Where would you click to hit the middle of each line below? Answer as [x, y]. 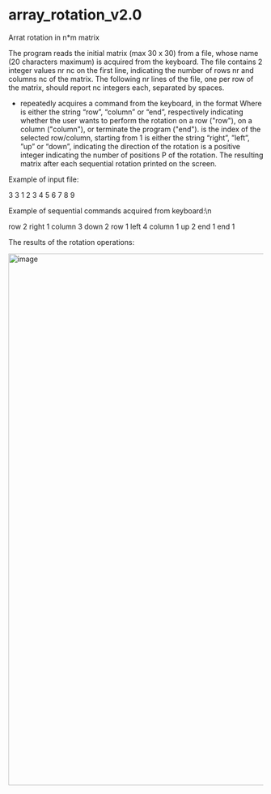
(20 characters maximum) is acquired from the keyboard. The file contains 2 [135, 62]
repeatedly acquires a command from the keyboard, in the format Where [141, 103]
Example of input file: [44, 179]
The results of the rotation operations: [72, 242]
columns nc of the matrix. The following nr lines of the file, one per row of [131, 79]
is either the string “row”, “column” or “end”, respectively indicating [132, 112]
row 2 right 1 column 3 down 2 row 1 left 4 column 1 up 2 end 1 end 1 [122, 226]
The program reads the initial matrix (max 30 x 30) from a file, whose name [133, 53]
